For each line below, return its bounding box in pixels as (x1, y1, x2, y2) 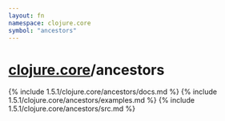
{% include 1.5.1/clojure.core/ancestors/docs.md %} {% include (8, 87, 218, 96)
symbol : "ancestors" (8, 26, 78, 34)
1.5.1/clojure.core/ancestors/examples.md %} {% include (8, 96, 195, 105)
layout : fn (8, 11, 45, 20)
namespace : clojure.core (8, 19, 91, 27)
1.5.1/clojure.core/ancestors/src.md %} (8, 104, 136, 114)
